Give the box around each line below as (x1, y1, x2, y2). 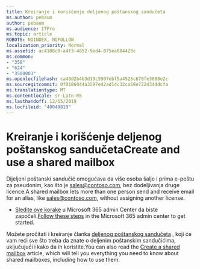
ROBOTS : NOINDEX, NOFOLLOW (6, 37, 74, 43)
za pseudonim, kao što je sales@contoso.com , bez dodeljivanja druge (6, 182, 180, 189)
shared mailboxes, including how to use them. (6, 256, 120, 264)
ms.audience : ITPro (6, 25, 55, 32)
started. (14, 219, 35, 226)
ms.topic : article (6, 31, 52, 37)
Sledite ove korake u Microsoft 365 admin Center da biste (14, 206, 158, 214)
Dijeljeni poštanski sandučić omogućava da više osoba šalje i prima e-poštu (6, 175, 195, 182)
